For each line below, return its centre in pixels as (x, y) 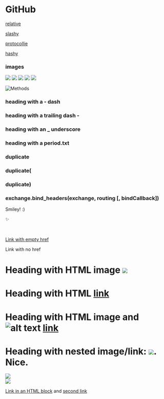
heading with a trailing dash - (42, 115)
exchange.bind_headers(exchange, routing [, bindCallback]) (82, 198)
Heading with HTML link (57, 294)
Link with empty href (27, 239)
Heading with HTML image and (72, 317)
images (15, 67)
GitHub (20, 9)
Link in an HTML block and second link (46, 391)
